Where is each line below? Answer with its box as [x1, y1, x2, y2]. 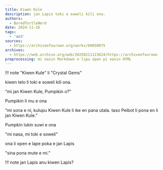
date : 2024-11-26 [5, 25, 40, 30]
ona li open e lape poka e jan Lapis [5, 141, 74, 147]
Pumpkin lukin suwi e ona [5, 122, 56, 128]
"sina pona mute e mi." [5, 150, 51, 156]
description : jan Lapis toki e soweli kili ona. [5, 12, 106, 16]
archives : [5, 47, 25, 52]
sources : [5, 39, 23, 44]
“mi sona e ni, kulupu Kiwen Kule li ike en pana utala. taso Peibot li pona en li [5, 108, 158, 113]
